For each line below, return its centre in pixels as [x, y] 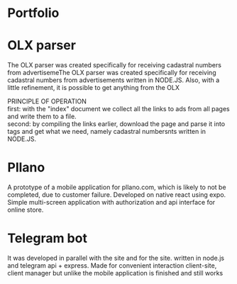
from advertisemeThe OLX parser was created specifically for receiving [112, 73]
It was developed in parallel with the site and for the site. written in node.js [116, 258]
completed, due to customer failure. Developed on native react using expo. [117, 195]
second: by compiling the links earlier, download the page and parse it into [116, 124]
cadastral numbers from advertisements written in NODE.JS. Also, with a [114, 80]
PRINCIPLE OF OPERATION [47, 101]
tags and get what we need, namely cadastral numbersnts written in [107, 132]
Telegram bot [47, 238]
